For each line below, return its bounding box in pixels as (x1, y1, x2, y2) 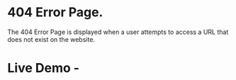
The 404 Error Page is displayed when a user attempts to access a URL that (7, 28, 229, 36)
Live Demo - (7, 60, 80, 76)
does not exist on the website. (7, 35, 96, 43)
